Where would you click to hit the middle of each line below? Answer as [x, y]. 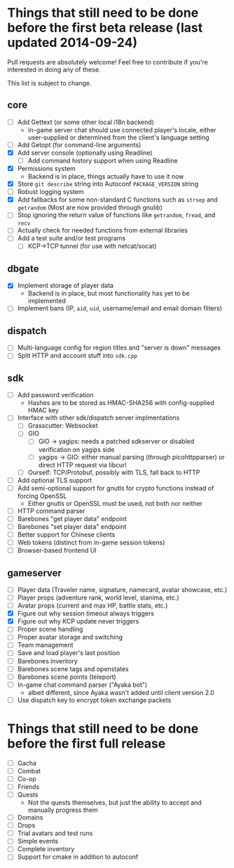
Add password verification [55, 395]
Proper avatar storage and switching [70, 637]
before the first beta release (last [105, 28]
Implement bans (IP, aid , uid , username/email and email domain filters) [120, 308]
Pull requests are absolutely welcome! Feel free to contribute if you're [108, 62]
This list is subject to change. [49, 83]
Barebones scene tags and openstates [73, 669]
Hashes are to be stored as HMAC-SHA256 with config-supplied [121, 403]
